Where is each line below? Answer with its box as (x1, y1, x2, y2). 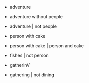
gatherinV (9, 62, 30, 68)
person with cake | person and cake (9, 43, 84, 49)
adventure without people (9, 14, 63, 19)
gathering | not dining (9, 72, 55, 78)
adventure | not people (9, 23, 57, 29)
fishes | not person (9, 52, 49, 58)
